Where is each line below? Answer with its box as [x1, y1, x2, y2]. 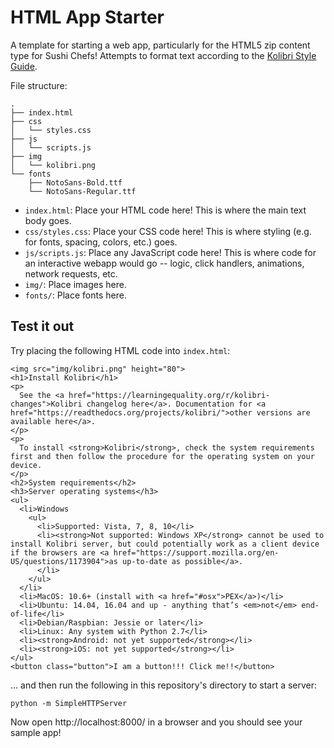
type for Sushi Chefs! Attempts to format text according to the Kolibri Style [10, 49, 317, 61]
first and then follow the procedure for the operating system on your [10, 451, 315, 461]
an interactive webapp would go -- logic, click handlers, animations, [24, 257, 305, 269]
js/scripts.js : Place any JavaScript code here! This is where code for [24, 246, 317, 258]
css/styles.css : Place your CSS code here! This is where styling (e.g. [24, 225, 312, 237]
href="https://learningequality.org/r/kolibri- [68, 390, 271, 400]
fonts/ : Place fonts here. [24, 289, 127, 301]
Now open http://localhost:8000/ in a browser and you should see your [10, 716, 303, 728]
